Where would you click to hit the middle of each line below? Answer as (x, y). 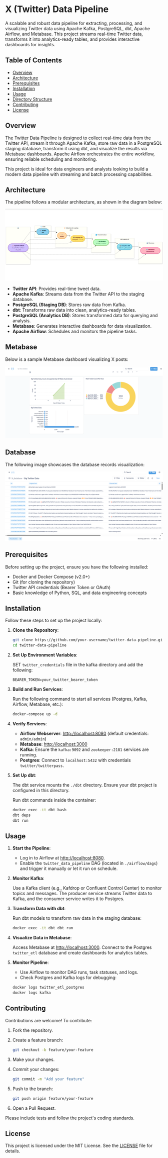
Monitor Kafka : (28, 879)
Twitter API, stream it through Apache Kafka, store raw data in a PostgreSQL (84, 143)
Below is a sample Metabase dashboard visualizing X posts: (67, 359)
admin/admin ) (33, 739)
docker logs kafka (31, 993)
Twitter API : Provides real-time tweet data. (56, 288)
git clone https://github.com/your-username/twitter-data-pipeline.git (88, 640)
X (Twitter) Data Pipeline (57, 9)
